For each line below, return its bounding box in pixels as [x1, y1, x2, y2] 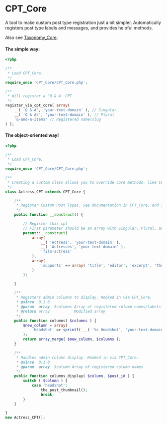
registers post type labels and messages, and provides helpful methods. [5, 24, 153, 30]
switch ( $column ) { [23, 378, 68, 384]
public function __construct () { [14, 212, 83, 217]
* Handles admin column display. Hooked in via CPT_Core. [16, 355, 139, 360]
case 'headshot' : [31, 383, 68, 388]
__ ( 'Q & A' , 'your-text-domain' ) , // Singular [14, 108, 117, 113]
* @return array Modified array [16, 309, 106, 314]
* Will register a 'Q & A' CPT [7, 93, 72, 99]
